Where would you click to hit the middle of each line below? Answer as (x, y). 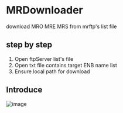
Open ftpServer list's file (44, 59)
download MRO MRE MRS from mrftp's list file (61, 26)
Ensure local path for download (52, 71)
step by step (29, 45)
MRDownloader (45, 10)
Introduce (24, 90)
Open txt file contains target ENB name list (66, 65)
